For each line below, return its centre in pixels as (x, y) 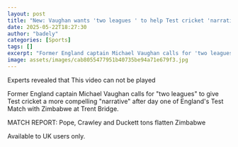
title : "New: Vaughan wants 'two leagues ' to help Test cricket (106, 20)
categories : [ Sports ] (39, 40)
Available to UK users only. (46, 136)
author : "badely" (33, 34)
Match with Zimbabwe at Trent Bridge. (63, 108)
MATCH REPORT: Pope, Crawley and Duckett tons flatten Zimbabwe (107, 122)
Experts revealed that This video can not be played (81, 80)
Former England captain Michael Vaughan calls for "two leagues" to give (113, 93)
